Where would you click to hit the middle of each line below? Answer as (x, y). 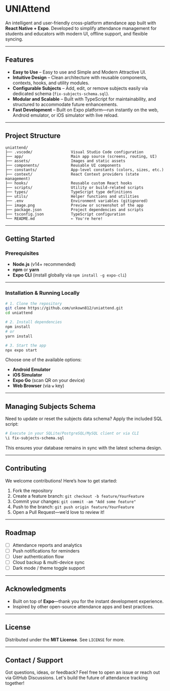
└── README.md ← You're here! (54, 219)
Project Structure (33, 136)
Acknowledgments (36, 589)
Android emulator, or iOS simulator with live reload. (66, 115)
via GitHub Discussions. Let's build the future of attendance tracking (77, 678)
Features (19, 60)
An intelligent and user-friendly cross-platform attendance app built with (81, 23)
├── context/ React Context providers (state (72, 174)
